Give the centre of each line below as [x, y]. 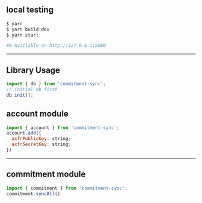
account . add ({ [24, 133]
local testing [30, 10]
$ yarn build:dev [28, 29]
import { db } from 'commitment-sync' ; [56, 84]
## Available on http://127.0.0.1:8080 [56, 46]
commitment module [46, 174]
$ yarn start [23, 35]
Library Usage [33, 70]
